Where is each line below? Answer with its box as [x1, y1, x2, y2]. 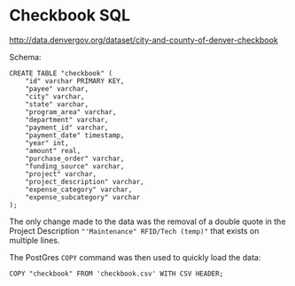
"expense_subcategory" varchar [25, 192, 141, 202]
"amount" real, [25, 146, 82, 155]
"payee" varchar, [25, 84, 89, 93]
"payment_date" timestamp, [25, 130, 125, 140]
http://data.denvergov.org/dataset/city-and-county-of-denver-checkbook [9, 35, 279, 45]
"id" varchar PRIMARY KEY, [25, 76, 125, 85]
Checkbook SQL [9, 5, 131, 26]
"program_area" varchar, [25, 107, 117, 116]
